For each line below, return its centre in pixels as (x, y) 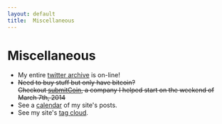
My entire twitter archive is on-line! (69, 75)
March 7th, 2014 (42, 98)
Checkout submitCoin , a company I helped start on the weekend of (116, 90)
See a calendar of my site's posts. (67, 105)
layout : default (31, 14)
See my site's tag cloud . (53, 113)
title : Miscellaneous (41, 21)
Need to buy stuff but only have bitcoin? (76, 83)
